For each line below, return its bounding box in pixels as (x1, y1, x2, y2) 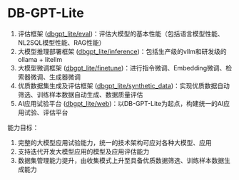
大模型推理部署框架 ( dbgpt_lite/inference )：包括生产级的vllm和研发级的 (17, 47, 227, 55)
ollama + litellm (17, 55, 63, 63)
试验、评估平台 (24, 108, 68, 117)
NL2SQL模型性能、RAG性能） (17, 38, 106, 47)
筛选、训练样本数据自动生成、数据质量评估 (17, 90, 143, 99)
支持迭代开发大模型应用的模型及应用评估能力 (17, 147, 150, 156)
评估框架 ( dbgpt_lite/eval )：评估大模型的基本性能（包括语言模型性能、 (17, 29, 225, 38)
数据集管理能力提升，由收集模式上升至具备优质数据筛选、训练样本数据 (17, 156, 225, 164)
